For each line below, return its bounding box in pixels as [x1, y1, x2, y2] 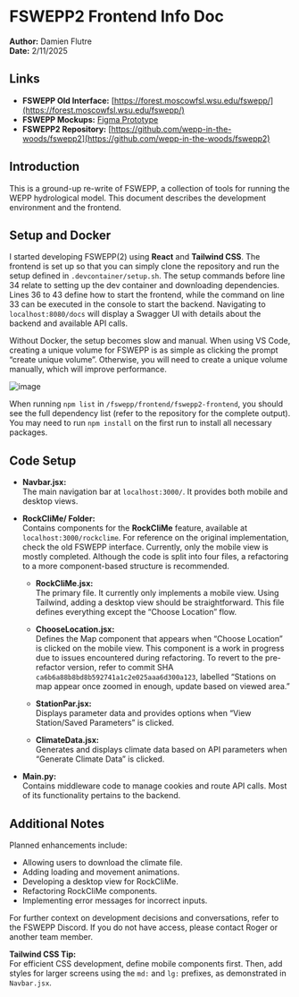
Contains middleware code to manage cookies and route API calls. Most [21, 780, 287, 791]
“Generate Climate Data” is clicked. [35, 754, 165, 764]
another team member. [9, 932, 94, 942]
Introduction [9, 159, 80, 175]
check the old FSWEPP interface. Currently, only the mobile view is [21, 541, 270, 552]
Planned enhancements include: [9, 839, 128, 850]
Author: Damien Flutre [9, 36, 92, 47]
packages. [9, 427, 48, 438]
